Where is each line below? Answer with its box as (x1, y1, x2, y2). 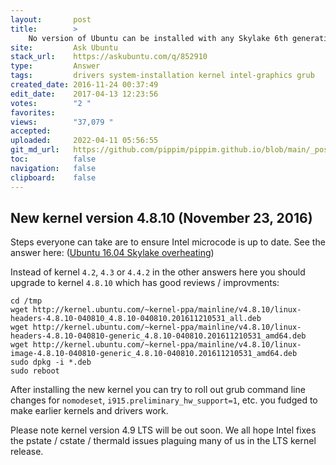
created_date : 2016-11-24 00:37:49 (10, 80, 159, 90)
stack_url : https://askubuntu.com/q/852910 (10, 52, 208, 62)
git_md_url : (10, 145, 60, 155)
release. (10, 446, 44, 458)
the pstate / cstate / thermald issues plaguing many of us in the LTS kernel (10, 435, 317, 447)
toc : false (10, 154, 97, 164)
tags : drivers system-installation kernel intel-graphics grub (10, 71, 315, 81)
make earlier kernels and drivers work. (10, 405, 169, 417)
